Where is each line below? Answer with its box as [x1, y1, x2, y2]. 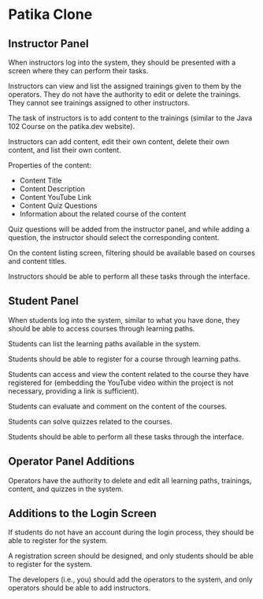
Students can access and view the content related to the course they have [8, 369, 250, 379]
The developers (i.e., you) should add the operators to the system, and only [8, 575, 254, 584]
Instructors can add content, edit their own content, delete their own [8, 137, 230, 146]
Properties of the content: [8, 161, 92, 170]
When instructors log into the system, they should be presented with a [8, 57, 236, 67]
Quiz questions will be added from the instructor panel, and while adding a [8, 224, 250, 234]
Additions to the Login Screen [8, 507, 157, 520]
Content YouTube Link [19, 193, 92, 202]
